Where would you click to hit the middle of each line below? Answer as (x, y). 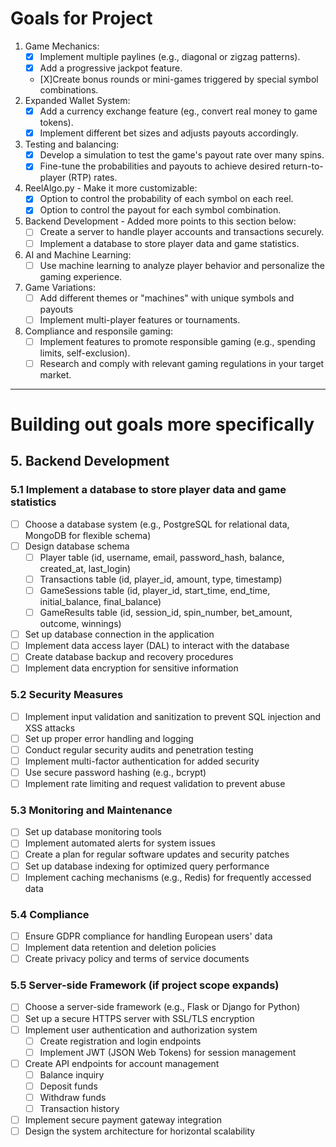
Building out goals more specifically (162, 424)
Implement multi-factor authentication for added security (142, 761)
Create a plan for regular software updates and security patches (157, 854)
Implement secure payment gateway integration (123, 1120)
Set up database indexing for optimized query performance (147, 866)
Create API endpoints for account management (122, 1063)
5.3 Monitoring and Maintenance (91, 810)
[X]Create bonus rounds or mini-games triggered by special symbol (179, 79)
